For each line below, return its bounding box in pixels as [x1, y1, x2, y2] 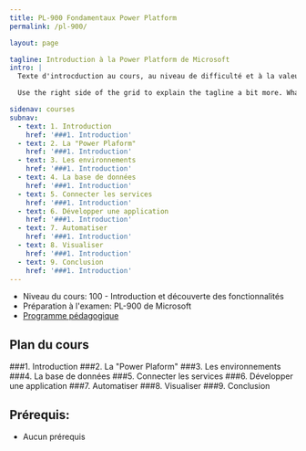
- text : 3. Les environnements [17, 156, 137, 165]
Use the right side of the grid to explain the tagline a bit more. [17, 89, 283, 98]
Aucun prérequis [22, 431, 86, 442]
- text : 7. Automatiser [17, 224, 107, 233]
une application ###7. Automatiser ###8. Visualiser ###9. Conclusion [9, 381, 270, 392]
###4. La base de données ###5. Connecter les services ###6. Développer [9, 371, 293, 382]
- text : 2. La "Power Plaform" [17, 139, 137, 148]
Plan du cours [9, 337, 89, 352]
